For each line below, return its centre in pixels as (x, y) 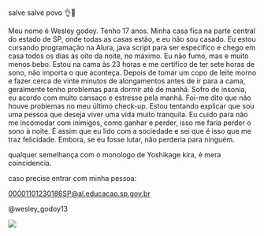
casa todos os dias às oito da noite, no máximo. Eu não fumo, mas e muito (128, 56)
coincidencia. (30, 163)
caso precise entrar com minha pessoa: (73, 178)
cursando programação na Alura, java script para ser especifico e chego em (132, 48)
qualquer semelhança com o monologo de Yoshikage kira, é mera (115, 155)
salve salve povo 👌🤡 (42, 13)
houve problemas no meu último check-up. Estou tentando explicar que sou (131, 106)
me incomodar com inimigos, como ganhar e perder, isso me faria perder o (130, 123)
